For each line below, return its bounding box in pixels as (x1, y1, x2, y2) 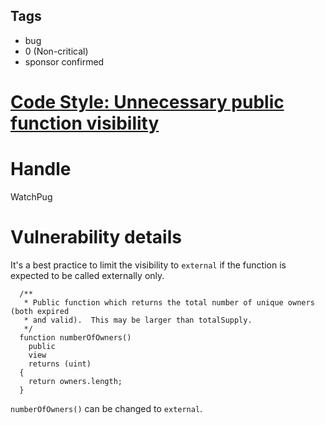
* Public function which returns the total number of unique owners (23, 297, 315, 308)
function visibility (10, 112, 160, 134)
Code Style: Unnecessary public (10, 91, 285, 113)
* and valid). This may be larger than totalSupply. (23, 315, 253, 325)
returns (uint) (28, 359, 92, 369)
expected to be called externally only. (10, 269, 165, 281)
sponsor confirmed (24, 55, 105, 68)
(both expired (10, 306, 70, 316)
